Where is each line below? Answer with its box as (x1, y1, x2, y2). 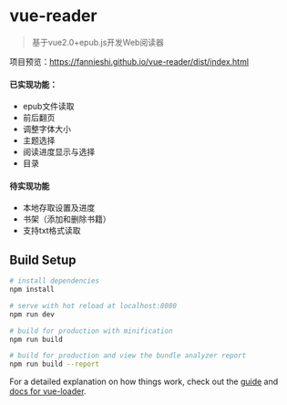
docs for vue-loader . (9, 386, 87, 397)
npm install (9, 285, 55, 295)
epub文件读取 (22, 101, 75, 112)
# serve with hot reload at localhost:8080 (9, 301, 178, 310)
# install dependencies (9, 276, 100, 286)
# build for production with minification (9, 326, 173, 336)
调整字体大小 (22, 124, 71, 135)
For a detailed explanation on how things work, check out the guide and (9, 376, 279, 388)
